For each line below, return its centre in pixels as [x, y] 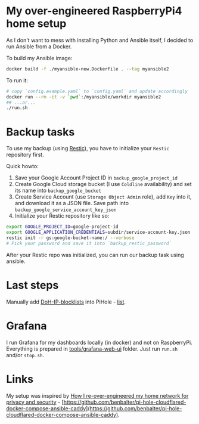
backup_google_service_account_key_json [66, 210]
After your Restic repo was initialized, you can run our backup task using [95, 255]
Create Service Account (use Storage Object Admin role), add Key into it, [103, 197]
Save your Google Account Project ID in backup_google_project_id [96, 178]
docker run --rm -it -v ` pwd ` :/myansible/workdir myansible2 [84, 97]
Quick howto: [22, 166]
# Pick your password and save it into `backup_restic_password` [89, 243]
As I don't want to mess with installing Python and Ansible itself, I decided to [100, 40]
